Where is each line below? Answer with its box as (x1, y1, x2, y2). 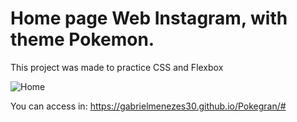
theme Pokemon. (10, 28, 155, 51)
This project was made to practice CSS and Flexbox (10, 61, 224, 73)
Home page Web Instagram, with (10, 7, 288, 30)
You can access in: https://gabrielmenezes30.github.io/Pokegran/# (10, 100, 287, 112)
